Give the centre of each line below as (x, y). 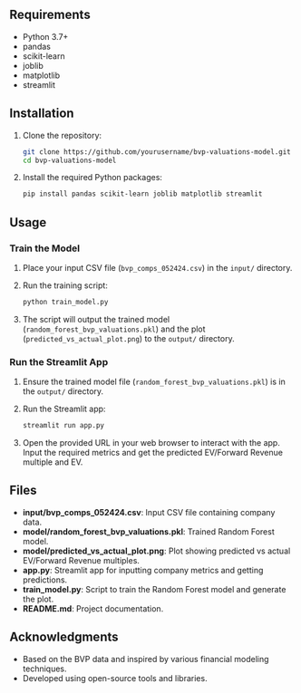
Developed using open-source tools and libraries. (115, 678)
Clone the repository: (62, 135)
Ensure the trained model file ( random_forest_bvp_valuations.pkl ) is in (154, 382)
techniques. (44, 669)
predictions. (45, 580)
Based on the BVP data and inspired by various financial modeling (146, 659)
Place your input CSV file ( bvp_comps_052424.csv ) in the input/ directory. (157, 267)
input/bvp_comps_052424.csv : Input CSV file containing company (149, 512)
